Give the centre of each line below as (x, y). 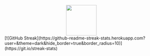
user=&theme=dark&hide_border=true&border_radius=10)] (64, 43)
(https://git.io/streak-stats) (31, 48)
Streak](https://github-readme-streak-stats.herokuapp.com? (84, 38)
